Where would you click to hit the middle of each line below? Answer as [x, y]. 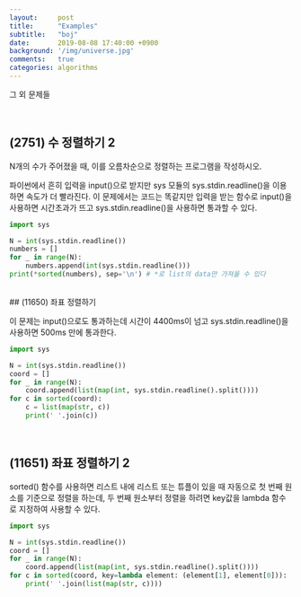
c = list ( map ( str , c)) [68, 408]
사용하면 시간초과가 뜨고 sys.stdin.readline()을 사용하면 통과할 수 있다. [133, 207]
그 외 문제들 [30, 94]
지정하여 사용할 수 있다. [59, 509]
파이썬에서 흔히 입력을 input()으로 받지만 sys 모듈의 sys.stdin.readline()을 [140, 185]
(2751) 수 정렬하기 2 [62, 143]
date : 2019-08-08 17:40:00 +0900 [84, 43]
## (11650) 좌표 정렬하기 [53, 302]
